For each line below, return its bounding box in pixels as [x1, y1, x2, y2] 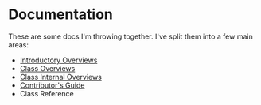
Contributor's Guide [19, 81, 85, 90]
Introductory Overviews [19, 55, 98, 65]
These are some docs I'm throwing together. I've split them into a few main [8, 32, 253, 41]
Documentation [8, 6, 114, 24]
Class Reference [19, 88, 74, 98]
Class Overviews [19, 63, 76, 73]
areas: [8, 39, 29, 49]
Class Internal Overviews [19, 72, 102, 81]
